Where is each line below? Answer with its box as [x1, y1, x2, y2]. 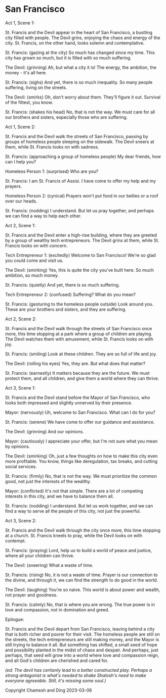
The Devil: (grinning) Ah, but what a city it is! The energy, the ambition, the [5, 64, 157, 70]
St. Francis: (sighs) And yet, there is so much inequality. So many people [5, 79, 153, 85]
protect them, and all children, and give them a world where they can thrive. [5, 375, 160, 381]
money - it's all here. [5, 69, 47, 75]
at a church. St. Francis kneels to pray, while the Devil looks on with [5, 532, 142, 538]
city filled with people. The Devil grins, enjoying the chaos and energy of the [5, 35, 161, 41]
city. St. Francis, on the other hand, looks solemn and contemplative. [5, 40, 145, 46]
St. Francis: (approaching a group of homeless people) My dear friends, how [5, 153, 161, 159]
